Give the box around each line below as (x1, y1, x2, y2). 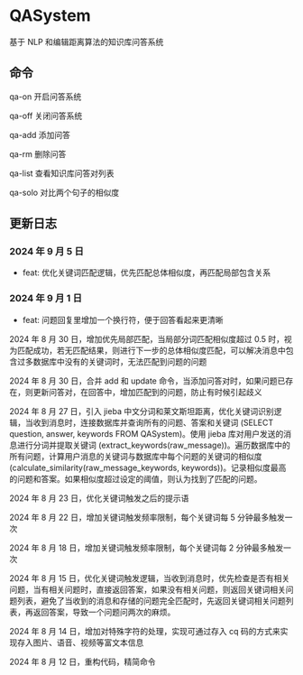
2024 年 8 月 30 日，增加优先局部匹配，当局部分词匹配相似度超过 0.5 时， (9, 333, 285, 344)
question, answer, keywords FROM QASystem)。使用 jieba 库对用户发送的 (9, 428, 284, 439)
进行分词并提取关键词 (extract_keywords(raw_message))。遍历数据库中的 (16, 439, 291, 450)
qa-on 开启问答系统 (9, 91, 82, 102)
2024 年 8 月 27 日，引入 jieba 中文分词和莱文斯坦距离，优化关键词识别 (9, 405, 274, 416)
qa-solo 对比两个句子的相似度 (9, 187, 120, 198)
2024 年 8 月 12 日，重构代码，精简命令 (9, 656, 156, 667)
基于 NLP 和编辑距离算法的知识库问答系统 (9, 36, 164, 47)
